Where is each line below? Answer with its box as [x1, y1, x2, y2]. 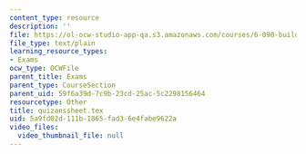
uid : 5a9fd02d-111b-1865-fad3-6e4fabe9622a [9, 114, 178, 123]
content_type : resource [9, 13, 100, 23]
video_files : [9, 123, 59, 132]
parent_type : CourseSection [9, 81, 117, 90]
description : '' [9, 22, 71, 31]
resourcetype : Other [9, 97, 88, 107]
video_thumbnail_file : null [17, 131, 125, 140]
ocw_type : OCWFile [9, 64, 79, 73]
